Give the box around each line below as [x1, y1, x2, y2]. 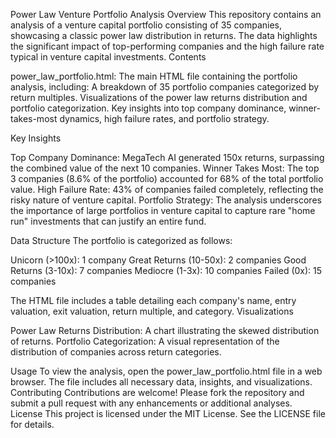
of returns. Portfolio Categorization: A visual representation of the [10, 335, 280, 347]
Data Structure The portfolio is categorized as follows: [10, 235, 233, 246]
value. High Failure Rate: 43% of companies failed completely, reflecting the [10, 184, 324, 195]
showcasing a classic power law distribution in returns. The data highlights [10, 30, 318, 41]
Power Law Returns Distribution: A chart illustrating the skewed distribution [10, 325, 320, 336]
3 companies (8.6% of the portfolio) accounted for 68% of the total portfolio [10, 173, 324, 184]
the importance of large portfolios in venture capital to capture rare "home [10, 205, 316, 216]
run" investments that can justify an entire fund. [10, 215, 207, 227]
